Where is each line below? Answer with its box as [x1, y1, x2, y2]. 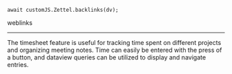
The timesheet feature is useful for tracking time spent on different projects [7, 39, 222, 46]
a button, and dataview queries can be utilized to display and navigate [7, 53, 206, 62]
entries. [7, 61, 29, 68]
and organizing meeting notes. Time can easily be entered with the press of [7, 46, 222, 54]
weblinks [7, 19, 33, 27]
